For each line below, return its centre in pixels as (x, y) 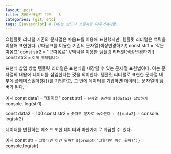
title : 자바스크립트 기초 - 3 (33, 15)
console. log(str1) (23, 104)
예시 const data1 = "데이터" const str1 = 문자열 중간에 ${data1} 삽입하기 (77, 98)
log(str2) (15, 119)
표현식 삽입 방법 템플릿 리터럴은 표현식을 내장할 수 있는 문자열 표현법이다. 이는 (83, 68)
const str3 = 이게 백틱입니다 (32, 58)
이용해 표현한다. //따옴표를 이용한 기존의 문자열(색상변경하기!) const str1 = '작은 (85, 46)
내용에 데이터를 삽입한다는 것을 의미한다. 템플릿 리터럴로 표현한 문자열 (88, 75)
